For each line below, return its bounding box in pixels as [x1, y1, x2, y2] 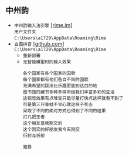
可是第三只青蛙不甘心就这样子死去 [22, 102, 93, 107]
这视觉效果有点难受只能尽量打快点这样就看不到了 [22, 95, 124, 101]
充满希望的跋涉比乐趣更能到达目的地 [22, 83, 97, 89]
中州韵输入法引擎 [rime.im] [13, 21, 73, 28]
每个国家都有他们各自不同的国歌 [22, 76, 89, 82]
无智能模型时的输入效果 [22, 59, 72, 65]
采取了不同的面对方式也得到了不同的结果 [22, 107, 106, 113]
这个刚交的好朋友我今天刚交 [22, 126, 80, 132]
